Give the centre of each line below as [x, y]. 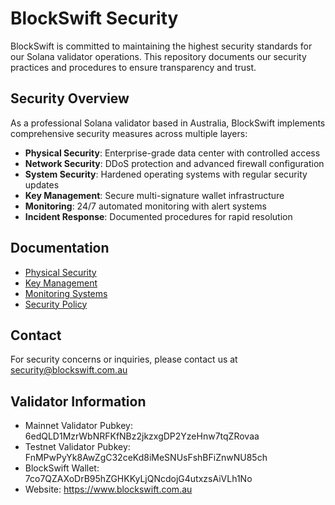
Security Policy [56, 304]
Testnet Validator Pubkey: [77, 447]
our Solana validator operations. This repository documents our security [158, 56]
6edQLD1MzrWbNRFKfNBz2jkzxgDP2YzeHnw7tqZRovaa [142, 436]
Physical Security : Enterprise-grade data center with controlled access [172, 153]
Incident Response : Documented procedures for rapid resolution [158, 216]
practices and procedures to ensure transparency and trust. [133, 67]
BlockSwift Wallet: [62, 468]
